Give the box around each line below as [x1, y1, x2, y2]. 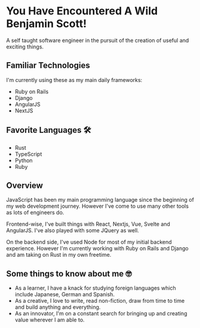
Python [14, 157, 33, 164]
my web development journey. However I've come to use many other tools [6, 202, 189, 210]
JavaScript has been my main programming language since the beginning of [6, 196, 194, 204]
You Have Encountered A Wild [6, 4, 158, 18]
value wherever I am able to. [14, 316, 85, 324]
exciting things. [6, 43, 44, 50]
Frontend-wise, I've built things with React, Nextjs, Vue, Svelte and [6, 220, 170, 228]
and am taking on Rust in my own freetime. [6, 251, 112, 259]
